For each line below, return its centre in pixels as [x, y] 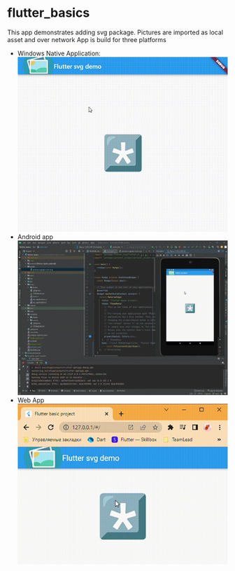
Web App [31, 400]
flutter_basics [49, 13]
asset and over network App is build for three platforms [87, 39]
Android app [35, 237]
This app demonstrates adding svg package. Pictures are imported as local [115, 32]
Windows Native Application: [59, 53]
